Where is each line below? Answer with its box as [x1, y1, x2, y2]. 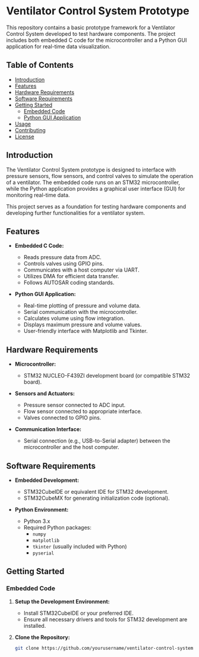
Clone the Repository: [14, 633, 70, 641]
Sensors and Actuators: [14, 390, 75, 397]
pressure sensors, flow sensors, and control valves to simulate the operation [6, 172, 194, 179]
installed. [23, 622, 46, 629]
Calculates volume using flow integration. [23, 315, 125, 322]
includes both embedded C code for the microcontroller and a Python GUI [6, 36, 187, 43]
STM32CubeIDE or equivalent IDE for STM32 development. [23, 488, 169, 495]
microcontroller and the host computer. [23, 444, 120, 451]
